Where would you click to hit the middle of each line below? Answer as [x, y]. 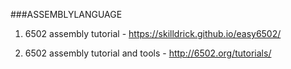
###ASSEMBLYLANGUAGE [66, 14]
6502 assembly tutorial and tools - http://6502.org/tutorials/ [148, 53]
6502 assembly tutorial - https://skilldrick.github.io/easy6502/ [153, 33]
